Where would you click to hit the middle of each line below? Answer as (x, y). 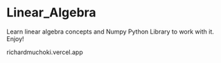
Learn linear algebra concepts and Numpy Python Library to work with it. (110, 32)
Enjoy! (16, 38)
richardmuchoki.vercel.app (45, 52)
